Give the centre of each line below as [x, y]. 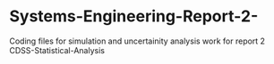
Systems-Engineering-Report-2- [134, 16]
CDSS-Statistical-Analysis [57, 50]
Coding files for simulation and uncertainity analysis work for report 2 [137, 41]
